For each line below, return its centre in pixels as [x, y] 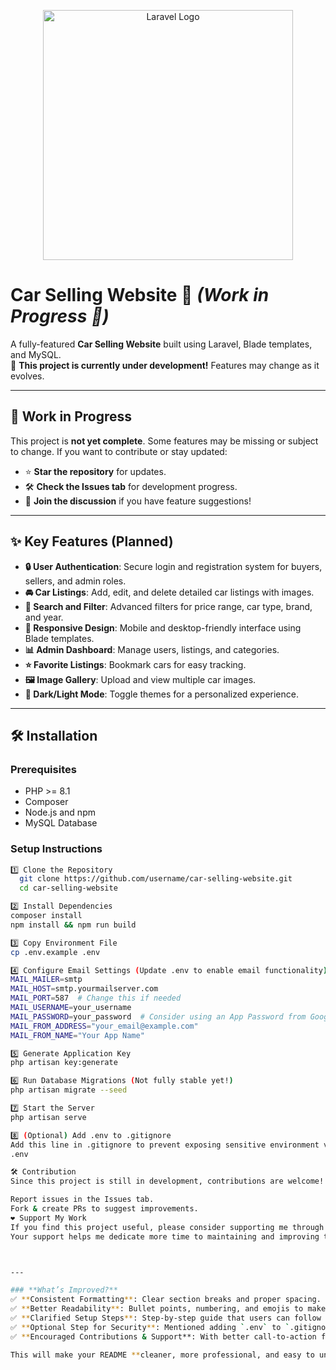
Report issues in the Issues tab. [82, 1200]
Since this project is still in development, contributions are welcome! [167, 1181]
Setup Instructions [56, 849]
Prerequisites [43, 769]
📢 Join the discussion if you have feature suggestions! [138, 501]
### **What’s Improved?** [64, 1290]
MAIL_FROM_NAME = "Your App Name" [77, 1035]
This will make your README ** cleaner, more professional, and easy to [162, 1355]
